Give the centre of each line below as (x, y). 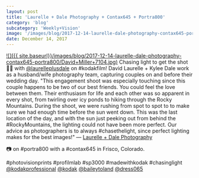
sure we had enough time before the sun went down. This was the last (92, 112)
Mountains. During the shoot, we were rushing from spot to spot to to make (98, 106)
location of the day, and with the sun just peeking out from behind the (91, 118)
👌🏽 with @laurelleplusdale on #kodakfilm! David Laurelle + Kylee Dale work (98, 68)
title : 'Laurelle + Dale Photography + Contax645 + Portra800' (86, 17)
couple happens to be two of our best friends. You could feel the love (91, 87)
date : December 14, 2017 (37, 39)
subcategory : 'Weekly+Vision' (44, 28)
